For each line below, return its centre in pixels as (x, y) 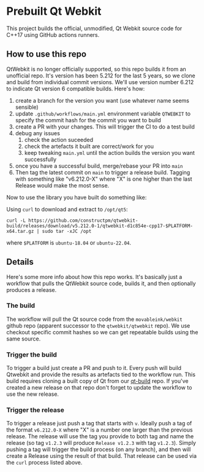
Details (20, 262)
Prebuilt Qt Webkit (54, 11)
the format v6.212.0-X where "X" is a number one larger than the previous (100, 430)
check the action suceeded (59, 140)
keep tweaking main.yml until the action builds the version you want (109, 152)
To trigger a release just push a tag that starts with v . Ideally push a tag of (99, 423)
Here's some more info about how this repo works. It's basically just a (94, 277)
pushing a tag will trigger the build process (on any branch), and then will (99, 449)
